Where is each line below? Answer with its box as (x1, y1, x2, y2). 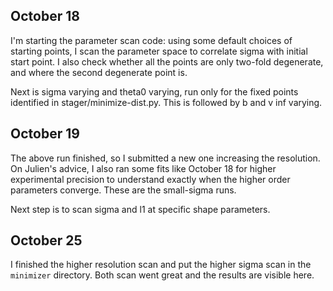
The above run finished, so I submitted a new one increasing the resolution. (10, 152, 321, 164)
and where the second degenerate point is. (10, 66, 188, 78)
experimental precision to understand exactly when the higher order (10, 173, 291, 185)
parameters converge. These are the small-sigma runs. (10, 184, 237, 196)
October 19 (10, 125, 80, 143)
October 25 (10, 232, 83, 249)
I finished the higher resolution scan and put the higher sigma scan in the (10, 259, 312, 271)
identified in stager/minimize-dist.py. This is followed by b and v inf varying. (10, 96, 323, 108)
